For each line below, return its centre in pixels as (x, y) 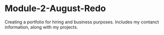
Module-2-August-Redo (55, 9)
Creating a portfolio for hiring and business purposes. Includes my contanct (82, 22)
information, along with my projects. (41, 27)
